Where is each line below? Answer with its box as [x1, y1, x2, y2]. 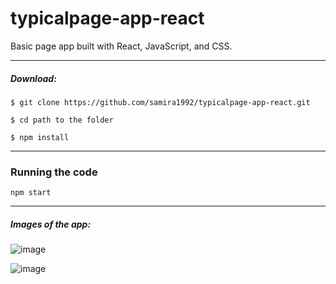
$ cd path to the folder [10, 115, 114, 125]
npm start [10, 188, 52, 198]
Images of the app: [10, 218, 92, 230]
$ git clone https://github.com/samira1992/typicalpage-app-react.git [10, 97, 311, 107]
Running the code [10, 165, 98, 179]
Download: [10, 72, 57, 84]
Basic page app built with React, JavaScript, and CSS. [10, 40, 233, 52]
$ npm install [10, 132, 70, 142]
